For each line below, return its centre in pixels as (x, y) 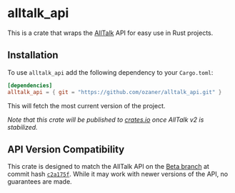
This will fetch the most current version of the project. (86, 105)
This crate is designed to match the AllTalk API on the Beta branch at (108, 167)
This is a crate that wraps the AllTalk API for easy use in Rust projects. (110, 33)
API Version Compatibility (66, 149)
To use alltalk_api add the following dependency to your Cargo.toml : (110, 72)
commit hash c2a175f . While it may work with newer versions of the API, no (118, 174)
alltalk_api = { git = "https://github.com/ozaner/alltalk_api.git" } (115, 92)
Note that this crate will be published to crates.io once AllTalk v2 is (106, 120)
